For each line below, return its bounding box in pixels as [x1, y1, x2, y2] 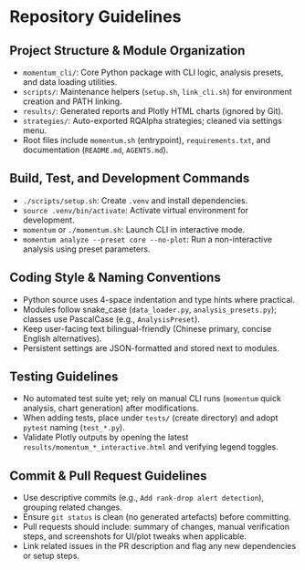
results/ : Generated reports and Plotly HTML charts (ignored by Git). [22, 106, 284, 116]
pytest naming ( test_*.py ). [22, 422, 125, 433]
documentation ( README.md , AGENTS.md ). [22, 144, 169, 155]
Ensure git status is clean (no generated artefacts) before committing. [22, 512, 291, 523]
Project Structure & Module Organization [9, 43, 246, 58]
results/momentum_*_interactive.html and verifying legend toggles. [22, 441, 279, 452]
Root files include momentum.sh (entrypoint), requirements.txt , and [22, 135, 271, 145]
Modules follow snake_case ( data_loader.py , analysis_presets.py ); [22, 304, 277, 315]
